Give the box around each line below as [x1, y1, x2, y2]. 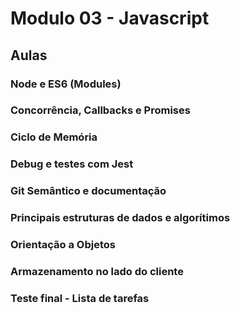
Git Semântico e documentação [10, 184, 167, 198]
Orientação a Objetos [10, 238, 116, 252]
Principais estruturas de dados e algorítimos [10, 211, 231, 225]
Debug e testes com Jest [10, 157, 134, 171]
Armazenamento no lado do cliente [10, 264, 184, 278]
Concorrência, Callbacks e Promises [10, 103, 191, 117]
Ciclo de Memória [10, 130, 98, 144]
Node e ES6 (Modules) [10, 77, 122, 91]
